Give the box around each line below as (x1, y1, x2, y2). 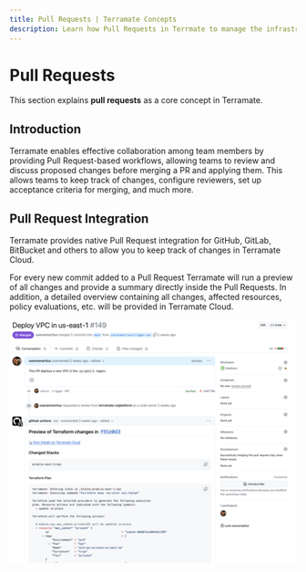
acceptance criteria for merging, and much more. (9, 184, 194, 195)
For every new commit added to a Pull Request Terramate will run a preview (9, 272, 293, 283)
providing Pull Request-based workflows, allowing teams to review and (9, 155, 276, 166)
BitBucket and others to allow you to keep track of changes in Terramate (9, 244, 280, 255)
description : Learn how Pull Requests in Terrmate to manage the (9, 24, 262, 34)
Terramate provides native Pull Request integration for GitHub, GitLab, (9, 235, 271, 246)
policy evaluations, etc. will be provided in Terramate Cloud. (9, 301, 234, 312)
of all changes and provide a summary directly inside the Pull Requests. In (9, 282, 287, 293)
